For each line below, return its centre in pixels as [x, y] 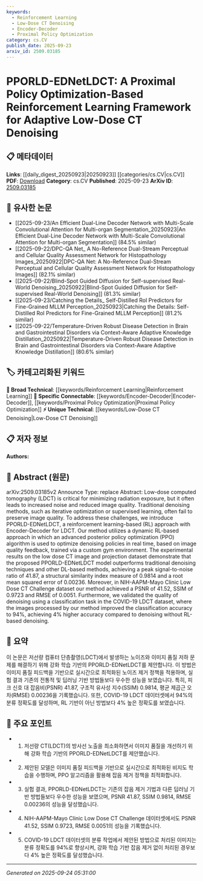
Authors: [18, 457]
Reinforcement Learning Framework [99, 107]
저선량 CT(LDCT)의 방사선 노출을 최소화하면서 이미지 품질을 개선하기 [105, 746]
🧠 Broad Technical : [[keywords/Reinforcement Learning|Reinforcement [95, 390]
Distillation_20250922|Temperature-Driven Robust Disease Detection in [104, 339]
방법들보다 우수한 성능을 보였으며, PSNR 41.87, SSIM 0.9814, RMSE [111, 796]
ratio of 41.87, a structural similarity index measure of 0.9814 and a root [95, 576]
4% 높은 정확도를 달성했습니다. [67, 855]
